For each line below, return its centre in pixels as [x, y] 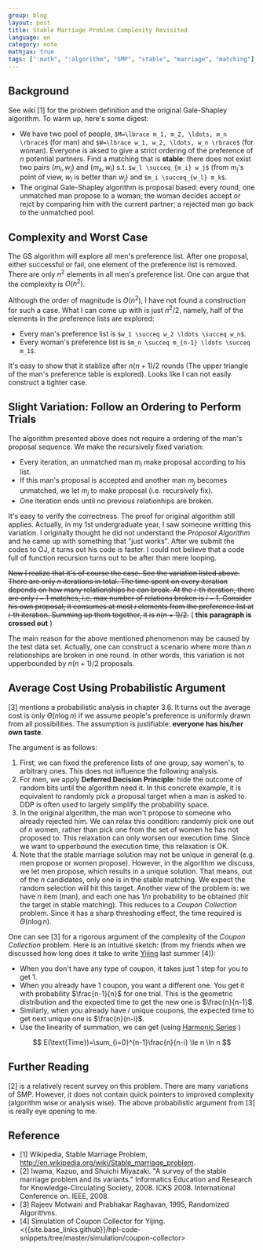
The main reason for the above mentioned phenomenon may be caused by [129, 638]
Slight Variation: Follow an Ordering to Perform [125, 407]
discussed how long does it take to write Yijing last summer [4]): [112, 953]
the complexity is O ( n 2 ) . [47, 283]
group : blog [27, 15]
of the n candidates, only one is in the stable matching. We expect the [132, 879]
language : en [29, 37]
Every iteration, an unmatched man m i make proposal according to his [132, 463]
